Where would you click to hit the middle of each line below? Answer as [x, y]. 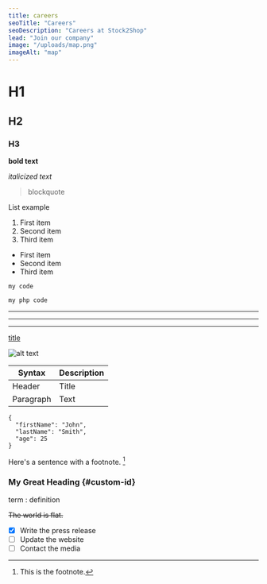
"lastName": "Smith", [51, 431]
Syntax [32, 373]
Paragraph [32, 399]
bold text [23, 161]
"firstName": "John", [51, 425]
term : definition [34, 499]
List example [29, 207]
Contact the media [50, 548]
